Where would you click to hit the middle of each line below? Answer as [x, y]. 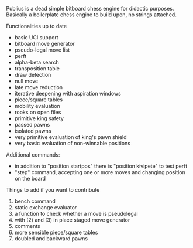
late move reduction [39, 87]
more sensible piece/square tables [56, 232]
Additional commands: [33, 154]
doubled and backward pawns [51, 239]
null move [26, 81]
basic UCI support [36, 37]
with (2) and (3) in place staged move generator [72, 220]
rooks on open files [38, 112]
